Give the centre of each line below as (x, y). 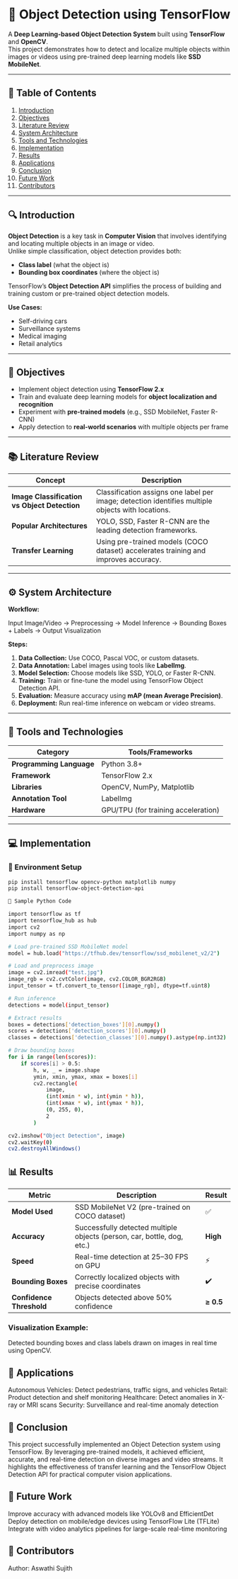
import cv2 (24, 927)
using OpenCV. (30, 1351)
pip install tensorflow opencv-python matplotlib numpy (92, 882)
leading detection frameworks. (147, 531)
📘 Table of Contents (52, 93)
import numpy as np (37, 934)
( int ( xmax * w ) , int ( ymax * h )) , (95, 1103)
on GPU (88, 1266)
